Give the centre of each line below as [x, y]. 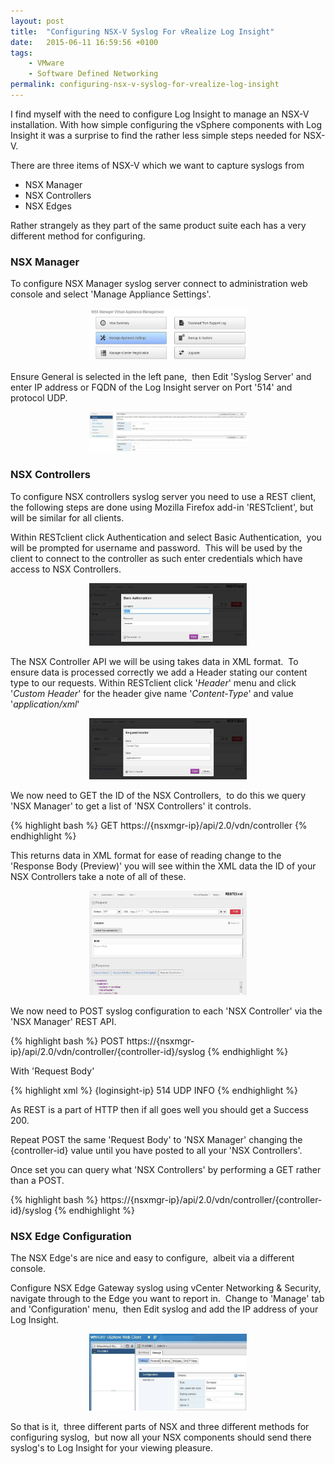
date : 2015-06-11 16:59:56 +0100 [84, 42]
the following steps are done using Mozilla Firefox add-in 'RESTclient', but [162, 507]
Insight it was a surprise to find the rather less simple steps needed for [156, 135]
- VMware [46, 63]
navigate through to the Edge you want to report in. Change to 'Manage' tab [167, 1299]
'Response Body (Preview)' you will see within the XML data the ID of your [163, 866]
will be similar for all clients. [67, 517]
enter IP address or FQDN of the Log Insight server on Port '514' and [151, 387]
